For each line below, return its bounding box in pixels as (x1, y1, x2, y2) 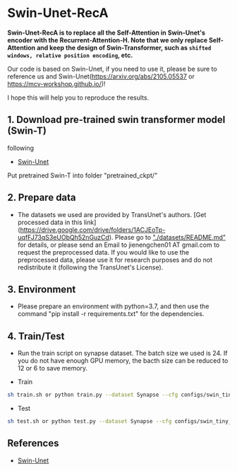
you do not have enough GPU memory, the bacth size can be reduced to (17, 356, 229, 365)
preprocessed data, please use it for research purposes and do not (17, 255, 213, 264)
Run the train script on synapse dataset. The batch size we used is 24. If (17, 349, 228, 358)
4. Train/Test (7, 330, 65, 342)
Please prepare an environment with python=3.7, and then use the (17, 302, 209, 310)
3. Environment (7, 283, 76, 295)
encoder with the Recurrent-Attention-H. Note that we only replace (7, 35, 208, 44)
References (7, 437, 59, 450)
